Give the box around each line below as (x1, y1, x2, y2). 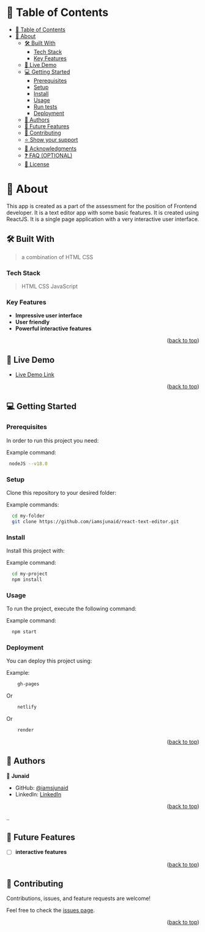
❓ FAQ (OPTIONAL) (24, 152, 73, 159)
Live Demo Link (15, 371, 54, 378)
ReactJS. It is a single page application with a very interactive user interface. (6, 215, 199, 223)
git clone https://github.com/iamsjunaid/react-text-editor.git (12, 518, 179, 524)
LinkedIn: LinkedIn (15, 790, 62, 798)
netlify (17, 704, 37, 710)
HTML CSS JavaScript (21, 282, 78, 290)
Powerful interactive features (15, 325, 92, 332)
